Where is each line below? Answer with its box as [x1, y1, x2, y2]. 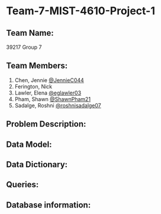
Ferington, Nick [14, 83, 53, 90]
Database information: [6, 200, 91, 210]
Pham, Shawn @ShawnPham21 [14, 95, 91, 102]
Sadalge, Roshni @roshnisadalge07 [14, 102, 102, 109]
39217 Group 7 [6, 43, 43, 51]
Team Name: [6, 28, 54, 38]
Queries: [6, 180, 39, 190]
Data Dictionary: [6, 159, 68, 169]
